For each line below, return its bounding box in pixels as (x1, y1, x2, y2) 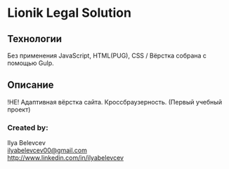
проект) (7, 105, 31, 114)
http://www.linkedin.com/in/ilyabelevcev (7, 154, 124, 162)
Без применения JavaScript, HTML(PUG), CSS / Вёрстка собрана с (7, 51, 207, 60)
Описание (7, 79, 54, 91)
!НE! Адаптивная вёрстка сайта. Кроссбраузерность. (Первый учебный (7, 97, 223, 106)
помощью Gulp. (7, 59, 54, 67)
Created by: (7, 123, 48, 133)
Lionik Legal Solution (7, 5, 132, 21)
